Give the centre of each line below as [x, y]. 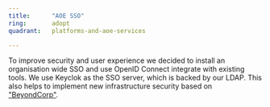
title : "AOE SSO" [46, 16]
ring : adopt [39, 23]
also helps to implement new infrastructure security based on [110, 86]
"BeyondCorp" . [33, 95]
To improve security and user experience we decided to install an [117, 60]
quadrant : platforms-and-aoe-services [77, 31]
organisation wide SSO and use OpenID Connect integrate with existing [127, 69]
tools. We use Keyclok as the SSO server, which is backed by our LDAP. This [135, 78]
